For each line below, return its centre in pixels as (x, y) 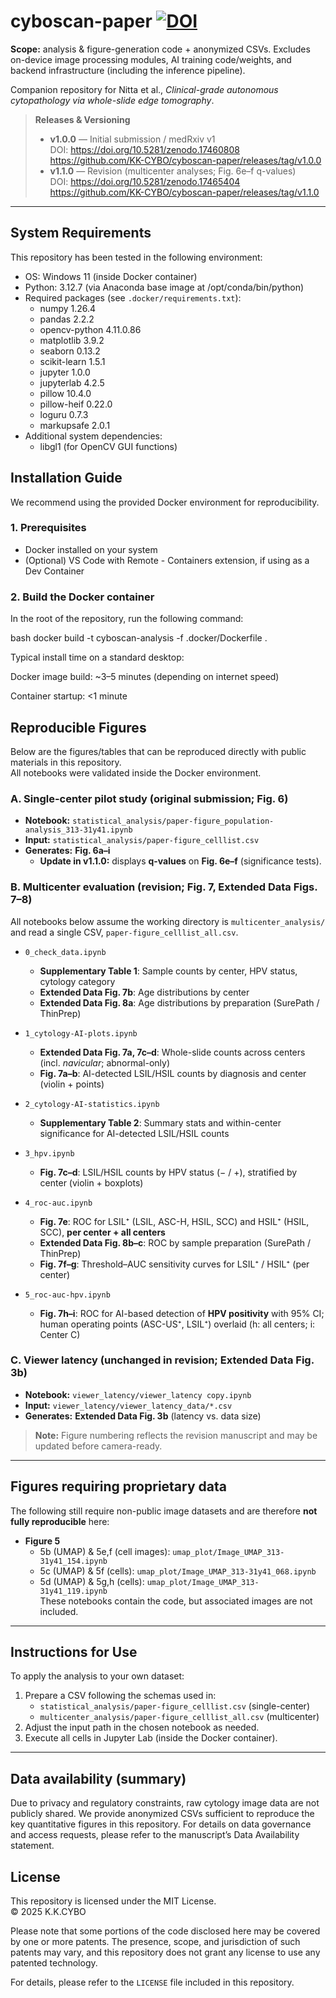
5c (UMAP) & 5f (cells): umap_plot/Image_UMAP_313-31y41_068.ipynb (178, 1571)
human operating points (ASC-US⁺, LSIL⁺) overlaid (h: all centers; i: (177, 1324)
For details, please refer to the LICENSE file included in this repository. (152, 1982)
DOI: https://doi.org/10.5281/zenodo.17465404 (145, 181)
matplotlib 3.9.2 (72, 340)
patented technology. (54, 1963)
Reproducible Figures (78, 727)
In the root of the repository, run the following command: (127, 619)
